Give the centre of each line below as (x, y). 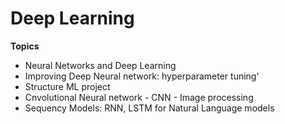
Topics (25, 46)
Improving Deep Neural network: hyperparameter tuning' (142, 76)
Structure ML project (67, 86)
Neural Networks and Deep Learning (100, 65)
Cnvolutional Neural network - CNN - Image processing (139, 97)
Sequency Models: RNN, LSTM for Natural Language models (149, 108)
